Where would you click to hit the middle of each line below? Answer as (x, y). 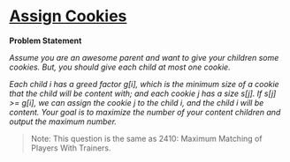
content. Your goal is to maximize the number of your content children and (145, 112)
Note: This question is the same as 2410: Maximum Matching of (146, 138)
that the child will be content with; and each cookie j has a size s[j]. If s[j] (143, 93)
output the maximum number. (63, 121)
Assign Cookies (68, 16)
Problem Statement (46, 40)
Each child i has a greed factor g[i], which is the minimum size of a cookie (145, 84)
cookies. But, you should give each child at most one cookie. (120, 67)
